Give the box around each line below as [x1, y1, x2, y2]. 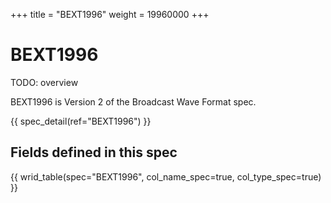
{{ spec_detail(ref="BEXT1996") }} [10, 115, 152, 127]
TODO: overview [10, 76, 79, 88]
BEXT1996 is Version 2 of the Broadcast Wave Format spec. [10, 95, 257, 108]
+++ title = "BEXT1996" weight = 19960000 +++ [10, 9, 210, 20]
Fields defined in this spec [10, 144, 178, 161]
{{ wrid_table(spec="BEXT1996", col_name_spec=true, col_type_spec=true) [10, 170, 322, 183]
